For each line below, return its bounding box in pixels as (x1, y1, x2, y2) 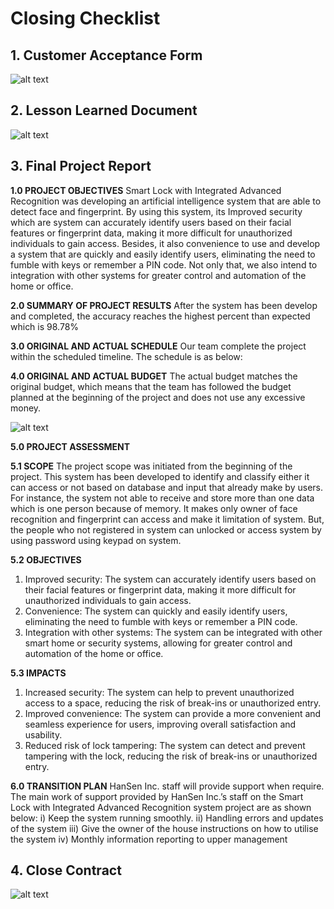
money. (10, 402, 42, 414)
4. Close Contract (10, 862, 122, 879)
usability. (24, 728, 63, 741)
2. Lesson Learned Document (10, 102, 198, 119)
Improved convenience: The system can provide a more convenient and (24, 707, 322, 719)
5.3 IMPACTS (10, 667, 67, 679)
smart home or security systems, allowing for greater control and (24, 637, 293, 649)
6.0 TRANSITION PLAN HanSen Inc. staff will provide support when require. (10, 780, 325, 792)
